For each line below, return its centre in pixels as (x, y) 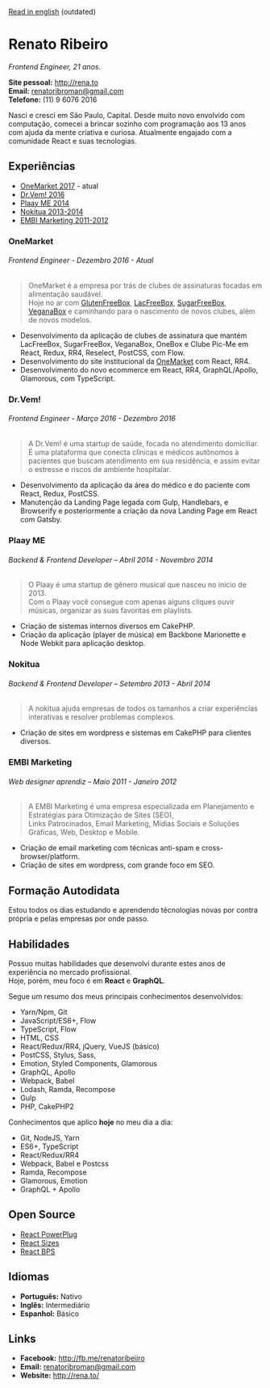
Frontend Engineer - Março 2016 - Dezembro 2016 (92, 419)
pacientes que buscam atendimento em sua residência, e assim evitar (144, 461)
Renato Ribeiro (58, 44)
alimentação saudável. (65, 293)
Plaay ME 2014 (45, 203)
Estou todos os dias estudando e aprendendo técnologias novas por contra (133, 910)
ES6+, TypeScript (49, 1146)
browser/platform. (50, 857)
